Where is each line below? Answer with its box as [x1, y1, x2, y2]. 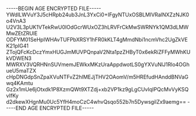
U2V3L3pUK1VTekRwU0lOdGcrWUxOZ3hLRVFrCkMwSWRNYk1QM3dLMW [6, 23, 189, 30]
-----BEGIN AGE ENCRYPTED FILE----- [6, 5, 102, 12]
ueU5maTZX [6, 67, 36, 74]
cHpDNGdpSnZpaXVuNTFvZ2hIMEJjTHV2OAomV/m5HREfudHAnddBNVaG [6, 73, 189, 80]
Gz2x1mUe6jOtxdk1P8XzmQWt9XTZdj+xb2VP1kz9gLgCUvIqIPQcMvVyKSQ [6, 86, 189, 93]
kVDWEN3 [6, 55, 32, 62]
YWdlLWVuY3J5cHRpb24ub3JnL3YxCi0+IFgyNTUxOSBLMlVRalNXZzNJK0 [6, 11, 190, 18]
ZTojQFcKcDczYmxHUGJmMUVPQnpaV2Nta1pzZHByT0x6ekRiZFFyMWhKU [6, 49, 191, 55]
